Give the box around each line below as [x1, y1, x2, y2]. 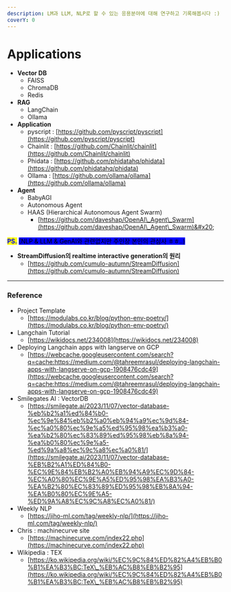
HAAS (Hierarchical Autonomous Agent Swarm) [27, 208, 163, 217]
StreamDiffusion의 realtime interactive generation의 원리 [16, 252, 181, 260]
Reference [7, 290, 43, 300]
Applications [7, 46, 82, 62]
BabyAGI [27, 194, 52, 202]
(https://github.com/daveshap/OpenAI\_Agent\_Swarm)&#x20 [37, 223, 213, 231]
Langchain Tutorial [16, 328, 70, 337]
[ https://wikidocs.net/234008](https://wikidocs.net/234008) [27, 335, 199, 344]
